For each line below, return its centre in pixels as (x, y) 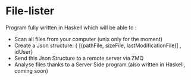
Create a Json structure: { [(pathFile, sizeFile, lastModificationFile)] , (98, 45)
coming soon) (31, 70)
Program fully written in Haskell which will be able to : (71, 27)
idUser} (24, 51)
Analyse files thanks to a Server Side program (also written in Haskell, (100, 64)
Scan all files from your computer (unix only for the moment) (88, 39)
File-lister (30, 11)
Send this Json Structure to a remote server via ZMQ (79, 58)
